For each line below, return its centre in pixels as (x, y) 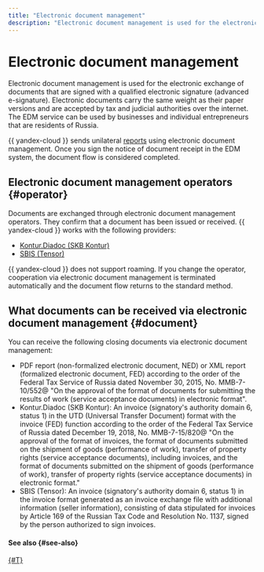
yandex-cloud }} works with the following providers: (92, 230)
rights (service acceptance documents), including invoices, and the (128, 458)
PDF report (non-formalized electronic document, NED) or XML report (132, 366)
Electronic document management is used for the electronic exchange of (126, 84)
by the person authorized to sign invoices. (88, 525)
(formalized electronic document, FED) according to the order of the (130, 374)
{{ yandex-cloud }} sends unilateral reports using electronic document (122, 141)
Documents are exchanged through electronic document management (122, 214)
